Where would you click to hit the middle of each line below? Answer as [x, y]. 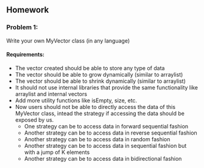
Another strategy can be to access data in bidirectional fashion [103, 158]
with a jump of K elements [57, 152]
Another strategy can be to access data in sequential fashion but [105, 145]
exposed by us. [34, 120]
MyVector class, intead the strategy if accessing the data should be [100, 113]
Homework [28, 10]
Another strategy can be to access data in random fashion [97, 139]
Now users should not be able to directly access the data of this [95, 107]
